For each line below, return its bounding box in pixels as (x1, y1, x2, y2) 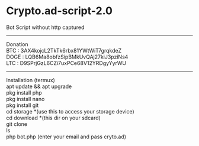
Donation (6, 40, 28, 48)
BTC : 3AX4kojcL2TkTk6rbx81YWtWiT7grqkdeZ (6, 47, 122, 54)
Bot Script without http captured (6, 24, 85, 31)
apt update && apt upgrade (6, 83, 72, 90)
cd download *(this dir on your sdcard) (6, 114, 101, 121)
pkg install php (6, 89, 43, 96)
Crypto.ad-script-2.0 (6, 4, 113, 18)
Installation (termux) (6, 76, 55, 83)
